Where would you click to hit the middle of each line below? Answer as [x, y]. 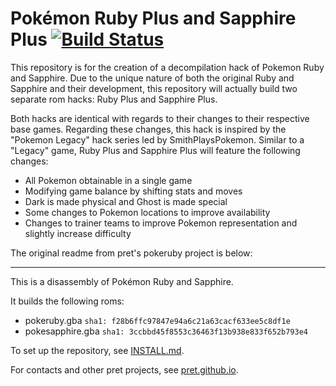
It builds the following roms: [67, 301]
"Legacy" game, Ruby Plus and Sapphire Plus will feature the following [155, 150]
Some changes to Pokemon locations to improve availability [147, 212]
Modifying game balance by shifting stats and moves [133, 191]
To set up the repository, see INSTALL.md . [97, 350]
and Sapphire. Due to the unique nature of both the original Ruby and [152, 78]
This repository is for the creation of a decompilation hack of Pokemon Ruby [167, 67]
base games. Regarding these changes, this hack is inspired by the [148, 129]
